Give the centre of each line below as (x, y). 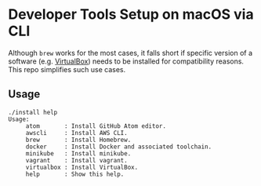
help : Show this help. (75, 174)
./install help (33, 112)
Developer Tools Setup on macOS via (131, 15)
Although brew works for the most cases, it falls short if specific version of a (130, 53)
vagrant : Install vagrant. (76, 160)
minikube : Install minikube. (78, 153)
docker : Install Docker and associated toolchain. (119, 147)
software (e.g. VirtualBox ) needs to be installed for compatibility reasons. (126, 61)
